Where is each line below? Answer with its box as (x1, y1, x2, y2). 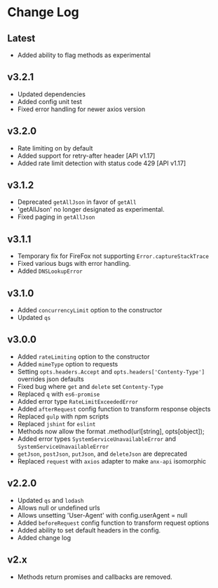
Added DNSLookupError (17, 267, 83, 275)
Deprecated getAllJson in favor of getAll (17, 198, 137, 206)
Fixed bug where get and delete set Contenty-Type (17, 382, 163, 390)
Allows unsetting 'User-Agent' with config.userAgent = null (17, 511, 188, 519)
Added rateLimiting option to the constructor (17, 352, 150, 361)
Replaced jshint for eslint (17, 419, 96, 428)
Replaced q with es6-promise (17, 390, 100, 398)
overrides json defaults (17, 374, 84, 383)
